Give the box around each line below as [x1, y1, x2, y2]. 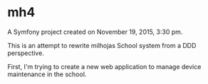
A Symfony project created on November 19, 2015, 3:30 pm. [7, 28, 183, 36]
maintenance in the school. [7, 70, 87, 78]
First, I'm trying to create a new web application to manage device [7, 62, 202, 71]
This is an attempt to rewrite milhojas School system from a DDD [7, 41, 197, 49]
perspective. [7, 49, 44, 57]
